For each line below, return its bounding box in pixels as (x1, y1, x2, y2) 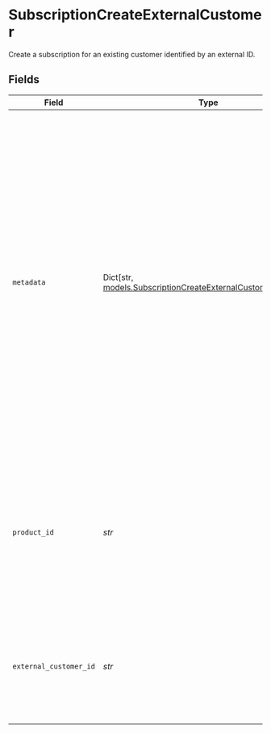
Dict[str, (102, 272, 134, 283)
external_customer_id (12, 661, 95, 671)
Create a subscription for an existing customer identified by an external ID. (8, 49, 256, 59)
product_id (12, 527, 54, 537)
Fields (8, 73, 40, 86)
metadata (12, 277, 46, 287)
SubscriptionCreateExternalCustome (8, 6, 262, 24)
